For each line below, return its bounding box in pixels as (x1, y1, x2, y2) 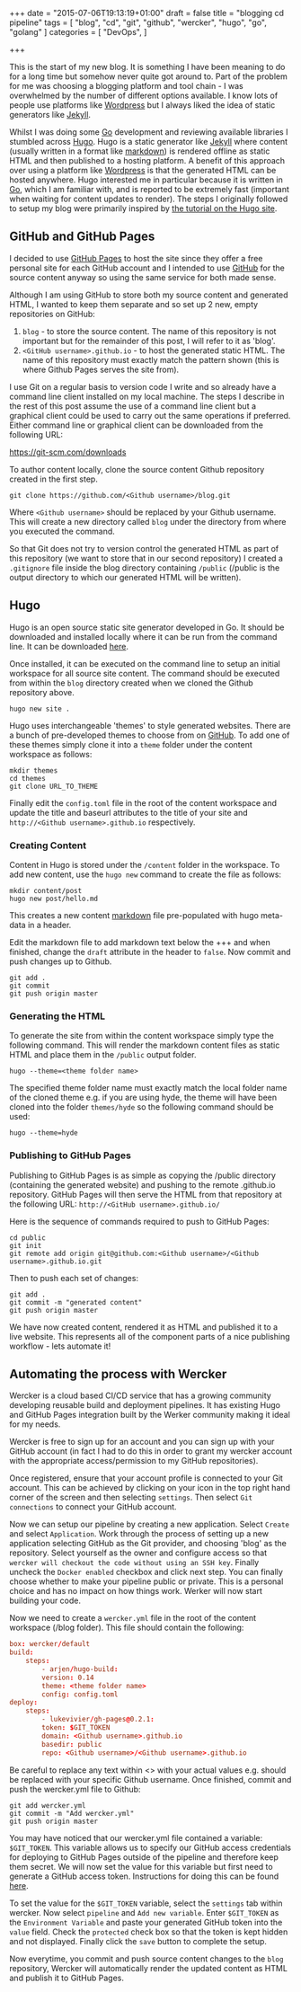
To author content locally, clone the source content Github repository (9, 464, 265, 474)
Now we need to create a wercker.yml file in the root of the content (9, 1613, 257, 1624)
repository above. (9, 686, 75, 697)
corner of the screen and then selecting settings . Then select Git (9, 1492, 253, 1503)
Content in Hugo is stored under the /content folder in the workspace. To (9, 859, 280, 870)
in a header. (27, 919, 72, 930)
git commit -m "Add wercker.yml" (9, 1809, 135, 1818)
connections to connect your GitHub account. (9, 1501, 177, 1512)
